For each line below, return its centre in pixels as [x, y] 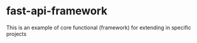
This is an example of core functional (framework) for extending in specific [98, 27]
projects [17, 33]
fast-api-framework [57, 11]
